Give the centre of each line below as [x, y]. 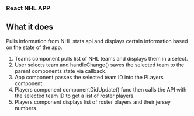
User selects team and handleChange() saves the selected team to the [99, 65]
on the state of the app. [34, 47]
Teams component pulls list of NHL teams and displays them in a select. [101, 58]
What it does [30, 27]
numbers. [26, 108]
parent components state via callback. [60, 71]
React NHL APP [28, 8]
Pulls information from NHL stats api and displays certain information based [97, 41]
